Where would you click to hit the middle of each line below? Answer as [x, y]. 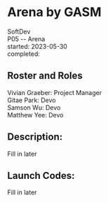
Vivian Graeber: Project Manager [55, 92]
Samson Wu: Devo [34, 107]
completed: [23, 54]
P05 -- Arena [26, 38]
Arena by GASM [54, 12]
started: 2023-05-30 [38, 46]
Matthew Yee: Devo [35, 115]
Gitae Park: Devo [32, 100]
